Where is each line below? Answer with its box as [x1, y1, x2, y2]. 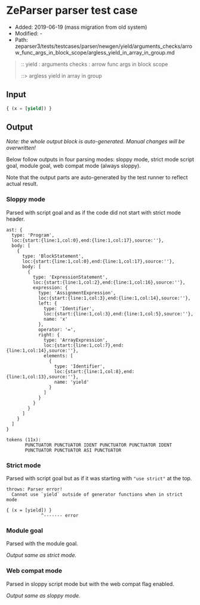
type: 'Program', [11, 232, 55, 238]
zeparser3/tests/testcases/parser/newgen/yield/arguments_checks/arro [14, 43, 193, 50]
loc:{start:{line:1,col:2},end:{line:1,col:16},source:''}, [32, 279, 186, 285]
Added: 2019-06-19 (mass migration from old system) [14, 23, 147, 31]
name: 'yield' [54, 379, 90, 385]
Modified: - [14, 29, 43, 37]
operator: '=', [38, 326, 76, 333]
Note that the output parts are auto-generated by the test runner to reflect [6, 174, 188, 181]
